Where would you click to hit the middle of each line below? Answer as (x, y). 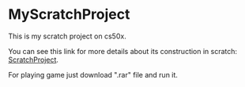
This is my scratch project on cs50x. (67, 36)
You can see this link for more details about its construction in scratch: (123, 51)
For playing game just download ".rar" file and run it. (93, 74)
